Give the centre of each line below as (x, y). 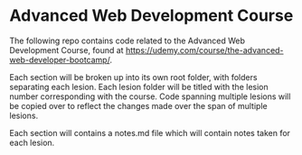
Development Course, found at (66, 50)
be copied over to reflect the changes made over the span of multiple (139, 105)
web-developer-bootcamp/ (60, 59)
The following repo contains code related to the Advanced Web (127, 41)
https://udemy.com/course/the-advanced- (204, 50)
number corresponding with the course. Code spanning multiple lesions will (150, 96)
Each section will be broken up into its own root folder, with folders (133, 77)
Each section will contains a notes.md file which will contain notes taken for (150, 132)
